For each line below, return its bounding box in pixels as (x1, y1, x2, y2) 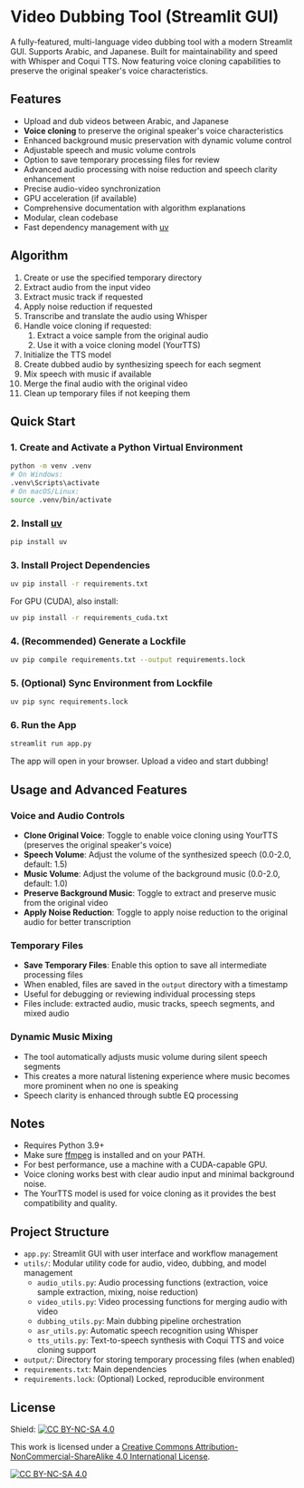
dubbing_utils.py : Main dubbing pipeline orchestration (36, 1316, 242, 1327)
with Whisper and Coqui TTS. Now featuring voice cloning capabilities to (10, 55, 281, 66)
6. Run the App (10, 719, 77, 732)
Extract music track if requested (23, 291, 144, 302)
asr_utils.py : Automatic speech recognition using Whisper (36, 1326, 259, 1337)
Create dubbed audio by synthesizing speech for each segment (23, 358, 261, 369)
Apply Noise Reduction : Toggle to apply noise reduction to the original (23, 907, 289, 918)
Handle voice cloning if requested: (23, 320, 152, 331)
